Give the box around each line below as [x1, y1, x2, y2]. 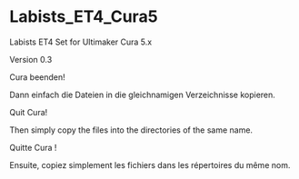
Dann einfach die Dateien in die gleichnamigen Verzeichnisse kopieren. [9, 89, 275, 100]
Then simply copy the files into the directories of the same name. [9, 124, 253, 135]
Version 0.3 [9, 54, 53, 65]
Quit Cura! [9, 106, 48, 117]
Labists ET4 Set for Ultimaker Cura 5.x [9, 36, 153, 47]
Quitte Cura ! [9, 142, 57, 153]
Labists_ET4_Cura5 [9, 6, 158, 27]
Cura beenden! [9, 71, 65, 83]
